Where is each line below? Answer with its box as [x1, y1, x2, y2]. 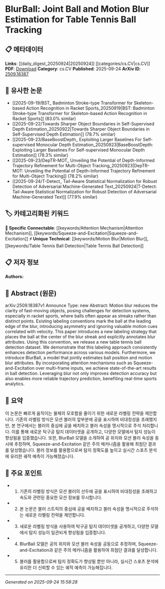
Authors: [5, 274, 24, 280]
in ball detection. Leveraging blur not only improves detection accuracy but [5, 370, 157, 377]
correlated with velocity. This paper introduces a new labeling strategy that [5, 328, 157, 335]
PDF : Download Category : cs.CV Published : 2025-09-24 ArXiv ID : [5, 66, 141, 72]
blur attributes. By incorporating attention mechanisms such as [5, 360, 133, 366]
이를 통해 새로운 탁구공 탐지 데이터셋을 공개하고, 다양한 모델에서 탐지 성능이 [11, 429, 156, 435]
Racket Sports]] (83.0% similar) [12, 116, 76, 121]
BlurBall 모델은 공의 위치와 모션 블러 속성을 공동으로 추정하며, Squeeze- [19, 541, 158, 547]
